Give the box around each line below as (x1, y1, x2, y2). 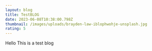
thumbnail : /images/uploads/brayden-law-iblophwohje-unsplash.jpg (5, 21, 147, 27)
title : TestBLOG (5, 12, 39, 17)
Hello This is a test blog (5, 40, 54, 46)
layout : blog (5, 7, 33, 13)
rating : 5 (5, 26, 26, 31)
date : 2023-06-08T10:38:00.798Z (5, 17, 73, 22)
